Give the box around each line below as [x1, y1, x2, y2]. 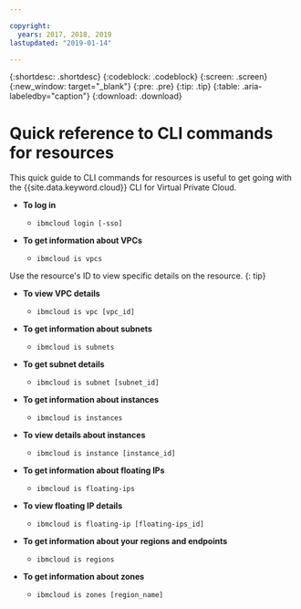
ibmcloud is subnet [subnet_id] [36, 378, 160, 388]
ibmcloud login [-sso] [36, 219, 123, 228]
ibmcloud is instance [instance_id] [36, 449, 176, 458]
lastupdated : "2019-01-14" [9, 38, 112, 47]
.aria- [241, 81, 263, 92]
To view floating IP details [22, 500, 123, 511]
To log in [22, 200, 57, 211]
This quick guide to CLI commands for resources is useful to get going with [9, 173, 292, 184]
